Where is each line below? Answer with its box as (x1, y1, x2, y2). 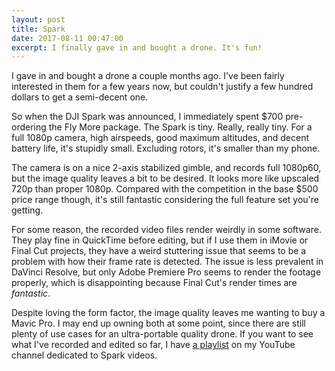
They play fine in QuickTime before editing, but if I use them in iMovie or (11, 234, 309, 246)
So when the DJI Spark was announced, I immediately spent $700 (11, 111, 284, 123)
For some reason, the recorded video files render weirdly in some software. (11, 224, 322, 236)
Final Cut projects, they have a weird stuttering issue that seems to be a (11, 245, 307, 257)
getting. (11, 204, 44, 216)
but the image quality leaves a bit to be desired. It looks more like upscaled (11, 172, 320, 185)
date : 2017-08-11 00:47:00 (11, 33, 124, 43)
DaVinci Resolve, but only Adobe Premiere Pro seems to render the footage (11, 266, 322, 278)
